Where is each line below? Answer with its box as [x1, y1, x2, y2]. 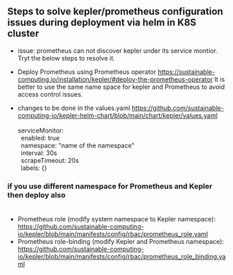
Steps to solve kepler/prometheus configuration [7, 6, 224, 18]
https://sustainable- [157, 67, 215, 76]
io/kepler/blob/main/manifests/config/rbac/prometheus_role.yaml [17, 230, 208, 238]
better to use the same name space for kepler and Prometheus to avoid [17, 82, 225, 91]
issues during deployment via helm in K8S [7, 17, 196, 29]
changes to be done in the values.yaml [17, 104, 131, 112]
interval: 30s [20, 148, 58, 157]
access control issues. [17, 90, 83, 98]
